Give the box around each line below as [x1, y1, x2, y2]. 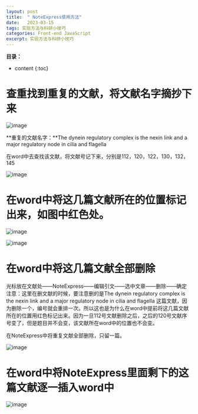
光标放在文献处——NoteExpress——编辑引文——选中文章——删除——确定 [6, 282, 187, 290]
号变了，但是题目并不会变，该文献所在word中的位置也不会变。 [6, 319, 158, 326]
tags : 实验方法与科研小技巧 [6, 25, 66, 31]
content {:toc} [14, 65, 49, 71]
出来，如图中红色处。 [6, 208, 110, 222]
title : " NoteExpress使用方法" [6, 14, 82, 20]
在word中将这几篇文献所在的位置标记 [6, 193, 187, 207]
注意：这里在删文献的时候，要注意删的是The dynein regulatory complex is [6, 290, 186, 297]
